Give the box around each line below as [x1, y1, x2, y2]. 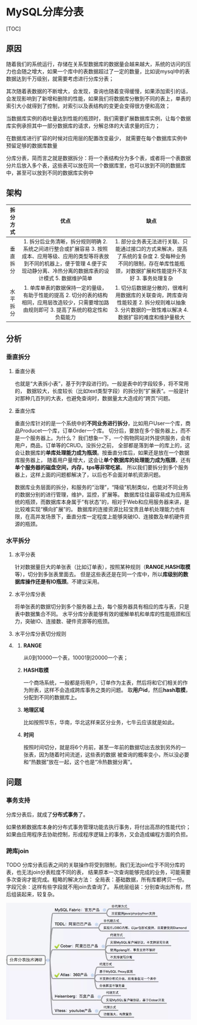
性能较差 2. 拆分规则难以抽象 [117, 299, 186, 306]
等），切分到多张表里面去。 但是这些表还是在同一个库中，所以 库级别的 [14, 571, 184, 578]
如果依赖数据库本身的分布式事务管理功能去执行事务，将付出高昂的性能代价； [6, 823, 191, 830]
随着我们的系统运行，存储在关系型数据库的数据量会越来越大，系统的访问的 [6, 60, 186, 68]
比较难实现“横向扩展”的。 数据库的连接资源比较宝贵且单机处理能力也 [14, 505, 181, 512]
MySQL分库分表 [6, 5, 84, 19]
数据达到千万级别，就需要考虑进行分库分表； [6, 75, 114, 82]
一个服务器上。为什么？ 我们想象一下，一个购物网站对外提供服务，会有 [19, 434, 191, 441]
